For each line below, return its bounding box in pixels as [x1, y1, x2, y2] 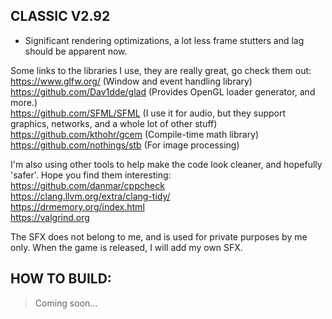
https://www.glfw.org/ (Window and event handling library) [10, 75, 253, 87]
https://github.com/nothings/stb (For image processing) [10, 139, 240, 151]
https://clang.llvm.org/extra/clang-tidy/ [10, 190, 171, 202]
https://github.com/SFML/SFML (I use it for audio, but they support [10, 107, 287, 119]
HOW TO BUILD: [10, 270, 112, 288]
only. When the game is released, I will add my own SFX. [10, 241, 243, 253]
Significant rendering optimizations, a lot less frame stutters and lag [24, 34, 305, 46]
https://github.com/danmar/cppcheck [10, 179, 165, 191]
